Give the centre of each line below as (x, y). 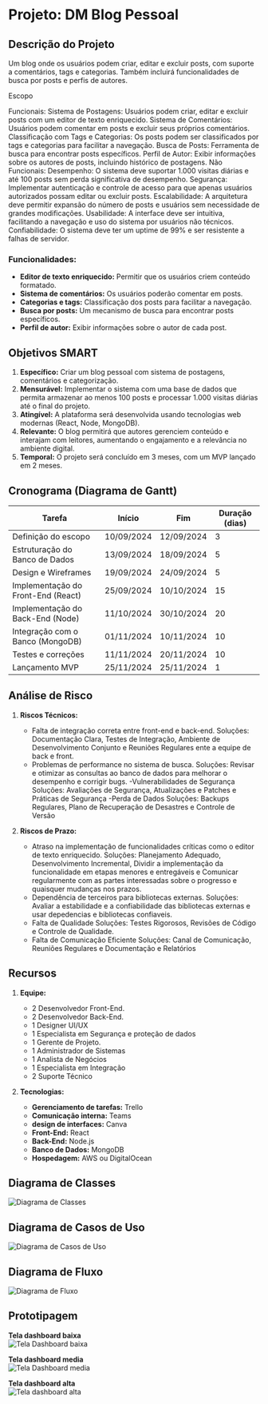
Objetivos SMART (53, 353)
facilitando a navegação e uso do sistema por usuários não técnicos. (121, 222)
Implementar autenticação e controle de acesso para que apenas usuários (130, 188)
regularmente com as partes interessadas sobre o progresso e (134, 880)
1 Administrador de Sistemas (79, 1050)
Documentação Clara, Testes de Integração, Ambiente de (126, 739)
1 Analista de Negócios (69, 1059)
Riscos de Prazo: (48, 831)
